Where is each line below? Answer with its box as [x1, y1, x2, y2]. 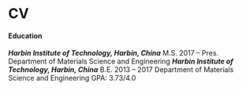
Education [8, 31, 43, 40]
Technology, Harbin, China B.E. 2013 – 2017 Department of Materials [8, 65, 234, 74]
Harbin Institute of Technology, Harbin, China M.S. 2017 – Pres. [8, 49, 219, 58]
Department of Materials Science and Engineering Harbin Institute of [8, 56, 234, 67]
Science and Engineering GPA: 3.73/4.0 [8, 74, 136, 83]
